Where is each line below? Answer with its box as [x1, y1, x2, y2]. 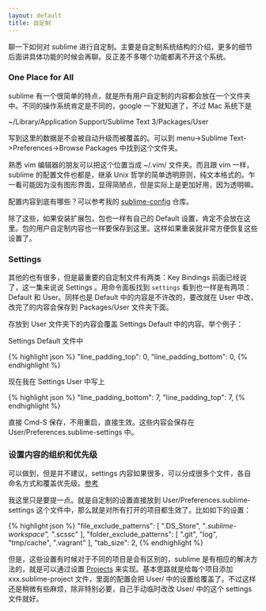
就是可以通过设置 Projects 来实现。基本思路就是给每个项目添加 [28, 564, 234, 574]
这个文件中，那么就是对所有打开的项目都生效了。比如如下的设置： [36, 505, 252, 515]
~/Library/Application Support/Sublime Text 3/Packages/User [8, 117, 209, 126]
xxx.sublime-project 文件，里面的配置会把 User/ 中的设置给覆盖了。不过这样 [8, 574, 256, 584]
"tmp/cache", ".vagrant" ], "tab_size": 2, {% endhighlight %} [8, 538, 204, 548]
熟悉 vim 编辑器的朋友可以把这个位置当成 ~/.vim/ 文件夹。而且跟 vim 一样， [8, 159, 254, 169]
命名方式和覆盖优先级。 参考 [8, 478, 99, 488]
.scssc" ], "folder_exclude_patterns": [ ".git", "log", [54, 529, 218, 540]
